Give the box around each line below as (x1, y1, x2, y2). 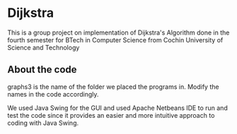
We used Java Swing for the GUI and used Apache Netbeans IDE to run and (7, 104, 228, 112)
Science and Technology (7, 43, 80, 51)
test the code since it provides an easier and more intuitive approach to (7, 111, 215, 119)
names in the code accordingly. (7, 90, 99, 98)
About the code (7, 63, 77, 75)
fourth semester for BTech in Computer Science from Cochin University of (7, 35, 224, 44)
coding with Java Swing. (7, 118, 79, 127)
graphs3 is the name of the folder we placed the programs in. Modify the (7, 83, 219, 91)
